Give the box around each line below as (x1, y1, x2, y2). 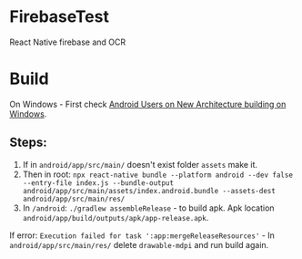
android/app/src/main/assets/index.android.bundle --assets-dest (22, 186, 276, 195)
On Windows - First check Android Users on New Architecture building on (9, 98, 287, 109)
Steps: (9, 135, 47, 150)
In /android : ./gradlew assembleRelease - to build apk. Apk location (22, 202, 275, 213)
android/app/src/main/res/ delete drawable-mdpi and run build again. (9, 239, 269, 250)
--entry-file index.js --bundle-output (22, 178, 175, 188)
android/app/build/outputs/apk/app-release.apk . (22, 212, 209, 223)
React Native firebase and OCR (9, 36, 126, 47)
